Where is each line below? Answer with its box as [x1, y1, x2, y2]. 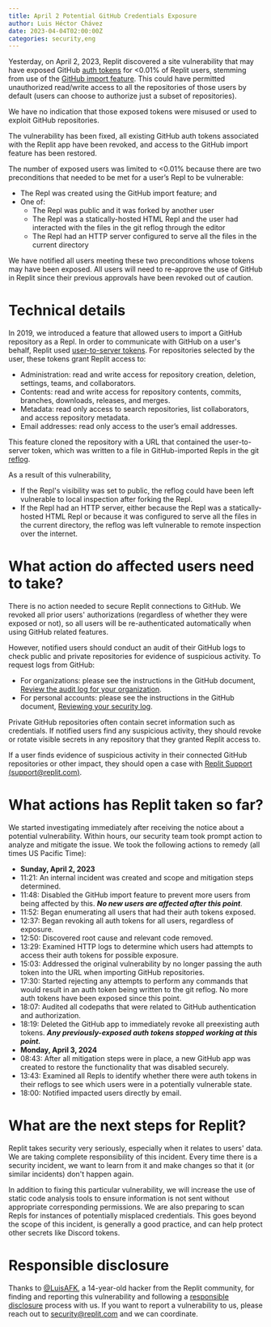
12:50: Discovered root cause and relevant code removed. [19, 933, 214, 943]
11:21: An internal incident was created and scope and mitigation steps [19, 873, 254, 883]
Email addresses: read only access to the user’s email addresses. [19, 422, 238, 431]
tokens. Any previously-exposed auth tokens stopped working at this [19, 1028, 257, 1038]
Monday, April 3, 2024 [19, 1045, 97, 1055]
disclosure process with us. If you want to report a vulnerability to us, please [8, 1300, 263, 1310]
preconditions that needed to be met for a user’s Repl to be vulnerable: [8, 173, 244, 182]
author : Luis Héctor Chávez [8, 19, 104, 28]
